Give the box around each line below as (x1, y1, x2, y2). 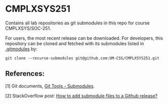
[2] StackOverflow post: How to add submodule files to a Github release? (5, 92, 158, 99)
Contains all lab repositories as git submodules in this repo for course (5, 20, 150, 26)
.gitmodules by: (5, 46, 38, 52)
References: (5, 70, 45, 78)
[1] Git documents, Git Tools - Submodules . (5, 83, 95, 89)
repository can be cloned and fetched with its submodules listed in (5, 40, 144, 46)
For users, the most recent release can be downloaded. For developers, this (5, 35, 163, 41)
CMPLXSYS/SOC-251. (5, 25, 52, 31)
